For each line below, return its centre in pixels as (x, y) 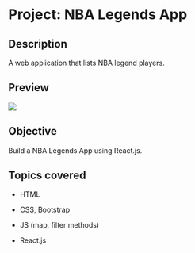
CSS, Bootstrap (45, 210)
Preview (29, 88)
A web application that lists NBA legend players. (86, 63)
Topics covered (47, 176)
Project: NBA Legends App (98, 15)
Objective (33, 131)
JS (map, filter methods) (59, 225)
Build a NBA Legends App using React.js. (75, 150)
